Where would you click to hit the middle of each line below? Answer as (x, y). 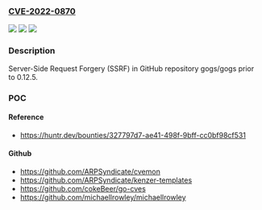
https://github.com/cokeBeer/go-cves (83, 188)
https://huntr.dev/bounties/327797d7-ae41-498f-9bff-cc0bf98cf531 (133, 135)
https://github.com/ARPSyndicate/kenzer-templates (106, 180)
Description (32, 51)
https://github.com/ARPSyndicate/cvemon (90, 171)
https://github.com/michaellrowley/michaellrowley (103, 197)
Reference (26, 117)
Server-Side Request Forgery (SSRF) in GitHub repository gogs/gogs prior (131, 68)
